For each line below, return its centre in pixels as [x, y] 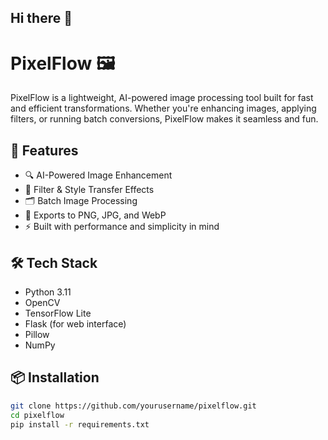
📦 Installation [55, 377]
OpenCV [42, 302]
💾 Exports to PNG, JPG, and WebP [95, 215]
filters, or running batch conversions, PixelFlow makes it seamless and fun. [164, 119]
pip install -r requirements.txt [80, 424]
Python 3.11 [48, 292]
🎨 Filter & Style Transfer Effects [89, 190]
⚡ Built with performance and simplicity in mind [122, 227]
